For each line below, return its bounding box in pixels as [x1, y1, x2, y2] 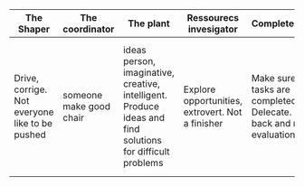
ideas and [123, 112, 166, 124]
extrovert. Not [183, 106, 242, 118]
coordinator [62, 23, 115, 35]
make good [62, 100, 111, 112]
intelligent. [123, 89, 167, 101]
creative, [123, 78, 160, 89]
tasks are [251, 83, 291, 96]
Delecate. [251, 106, 292, 118]
